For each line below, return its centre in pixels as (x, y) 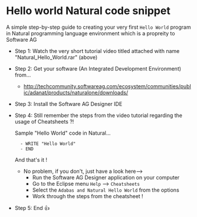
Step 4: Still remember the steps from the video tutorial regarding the (98, 115)
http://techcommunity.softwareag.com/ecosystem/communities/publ (107, 86)
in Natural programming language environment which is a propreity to (91, 33)
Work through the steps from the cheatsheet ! (88, 196)
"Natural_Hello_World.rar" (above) (56, 57)
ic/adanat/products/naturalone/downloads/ (76, 92)
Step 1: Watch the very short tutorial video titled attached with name (97, 51)
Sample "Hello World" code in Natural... (63, 133)
